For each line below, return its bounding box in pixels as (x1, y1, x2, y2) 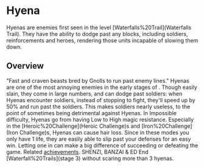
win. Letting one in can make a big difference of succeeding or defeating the (6, 141, 199, 149)
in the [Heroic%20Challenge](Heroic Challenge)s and (6, 122, 141, 130)
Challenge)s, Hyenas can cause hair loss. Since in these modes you (19, 128, 189, 136)
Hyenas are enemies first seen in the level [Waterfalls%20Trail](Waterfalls (6, 24, 192, 31)
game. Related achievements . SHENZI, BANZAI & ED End (6, 148, 149, 155)
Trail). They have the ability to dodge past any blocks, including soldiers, (6, 30, 188, 37)
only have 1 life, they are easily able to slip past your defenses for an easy (6, 135, 191, 142)
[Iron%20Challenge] (141, 122, 193, 130)
